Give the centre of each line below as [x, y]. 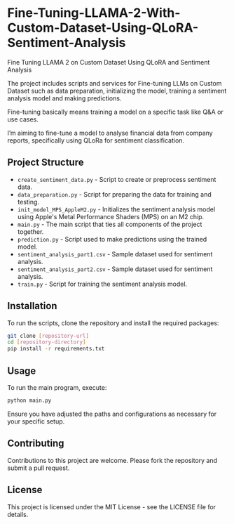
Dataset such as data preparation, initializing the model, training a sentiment [117, 91]
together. [30, 231]
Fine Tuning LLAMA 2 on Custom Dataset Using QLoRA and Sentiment [109, 62]
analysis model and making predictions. [64, 98]
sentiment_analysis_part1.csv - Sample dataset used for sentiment [115, 254]
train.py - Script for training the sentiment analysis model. [102, 284]
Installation [32, 306]
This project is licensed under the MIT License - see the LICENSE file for [111, 506]
